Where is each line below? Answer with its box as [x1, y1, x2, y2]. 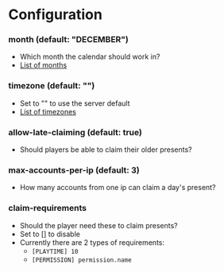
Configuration [8, 6, 103, 24]
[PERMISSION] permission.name [31, 256, 133, 264]
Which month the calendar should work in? [19, 52, 160, 61]
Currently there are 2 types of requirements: [19, 237, 165, 247]
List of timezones [19, 107, 77, 116]
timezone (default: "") [8, 80, 95, 91]
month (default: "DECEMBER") [8, 34, 129, 45]
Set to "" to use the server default [19, 98, 130, 108]
